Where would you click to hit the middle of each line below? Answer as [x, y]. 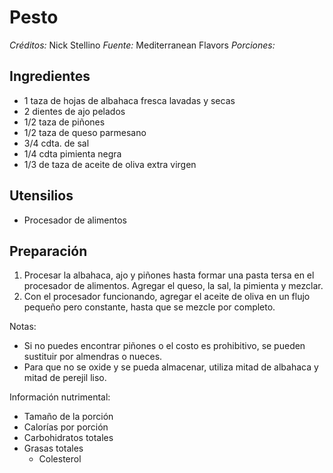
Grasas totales [53, 448]
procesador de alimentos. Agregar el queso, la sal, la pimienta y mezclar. [173, 286]
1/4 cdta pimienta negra [72, 153]
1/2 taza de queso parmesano [85, 132]
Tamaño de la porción [68, 417]
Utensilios [41, 196]
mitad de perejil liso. [65, 378]
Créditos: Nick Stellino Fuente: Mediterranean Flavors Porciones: [142, 45]
